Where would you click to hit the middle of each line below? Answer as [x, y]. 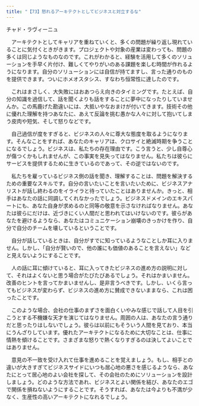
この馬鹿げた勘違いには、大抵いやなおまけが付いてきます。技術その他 [107, 106]
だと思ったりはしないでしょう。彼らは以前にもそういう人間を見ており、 [94, 325]
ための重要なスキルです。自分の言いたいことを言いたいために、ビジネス [94, 183]
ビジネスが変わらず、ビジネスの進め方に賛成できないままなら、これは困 [105, 290]
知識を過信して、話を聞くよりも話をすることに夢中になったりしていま [102, 99]
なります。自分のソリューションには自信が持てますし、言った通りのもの [105, 71]
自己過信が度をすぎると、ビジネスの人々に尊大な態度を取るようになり [97, 133]
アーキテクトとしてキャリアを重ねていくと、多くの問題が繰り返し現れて [99, 41]
